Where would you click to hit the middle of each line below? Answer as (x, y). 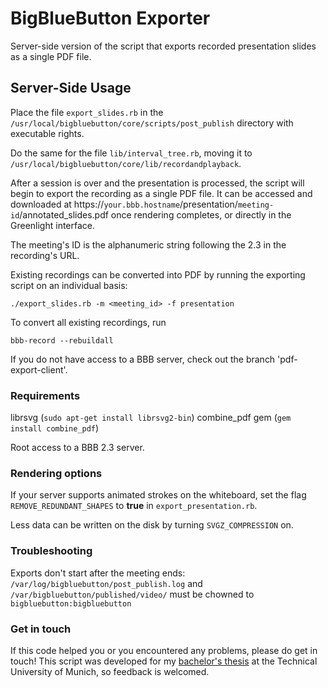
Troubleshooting (51, 551)
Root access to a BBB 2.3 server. (77, 448)
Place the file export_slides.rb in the (87, 112)
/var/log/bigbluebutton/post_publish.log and (106, 583)
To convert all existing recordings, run (88, 322)
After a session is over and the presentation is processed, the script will (157, 183)
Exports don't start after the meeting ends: (98, 573)
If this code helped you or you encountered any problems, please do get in (164, 650)
